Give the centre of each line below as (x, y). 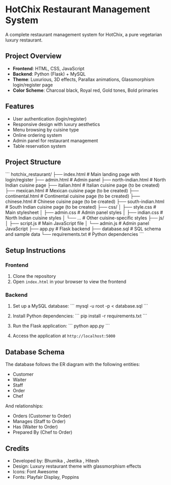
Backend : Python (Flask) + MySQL (49, 74)
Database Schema (35, 352)
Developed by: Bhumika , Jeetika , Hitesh (56, 460)
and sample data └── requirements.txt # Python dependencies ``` (75, 234)
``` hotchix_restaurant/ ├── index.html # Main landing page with (73, 174)
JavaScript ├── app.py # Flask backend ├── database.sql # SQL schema (83, 229)
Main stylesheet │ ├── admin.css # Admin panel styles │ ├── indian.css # (84, 213)
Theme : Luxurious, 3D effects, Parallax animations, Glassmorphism (83, 79)
